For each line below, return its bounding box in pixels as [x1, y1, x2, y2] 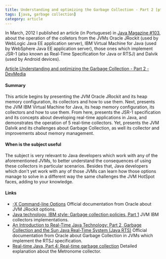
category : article [5, 16, 43, 21]
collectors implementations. [12, 216, 69, 222]
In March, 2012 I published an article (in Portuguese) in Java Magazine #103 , [5, 30, 161, 36]
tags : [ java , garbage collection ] [5, 12, 77, 17]
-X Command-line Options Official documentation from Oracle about [12, 201, 152, 207]
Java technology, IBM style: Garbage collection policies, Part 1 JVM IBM [12, 211, 159, 217]
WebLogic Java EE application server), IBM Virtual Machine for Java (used [5, 41, 157, 46]
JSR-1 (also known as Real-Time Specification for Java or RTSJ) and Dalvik [5, 51, 158, 57]
